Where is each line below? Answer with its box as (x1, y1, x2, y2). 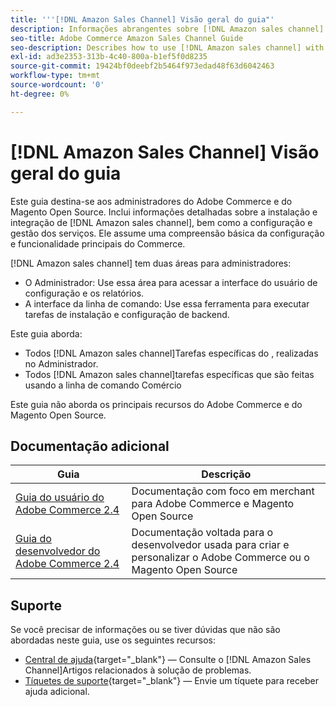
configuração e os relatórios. (24, 287, 145, 299)
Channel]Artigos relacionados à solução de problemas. (24, 664, 252, 676)
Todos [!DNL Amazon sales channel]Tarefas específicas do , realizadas (24, 347, 319, 359)
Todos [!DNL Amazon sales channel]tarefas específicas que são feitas (24, 368, 315, 380)
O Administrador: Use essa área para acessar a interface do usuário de (24, 276, 318, 288)
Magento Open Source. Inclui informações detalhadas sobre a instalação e (10, 206, 318, 218)
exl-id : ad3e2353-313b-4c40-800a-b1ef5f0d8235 (10, 52, 208, 62)
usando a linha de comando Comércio (24, 379, 182, 391)
